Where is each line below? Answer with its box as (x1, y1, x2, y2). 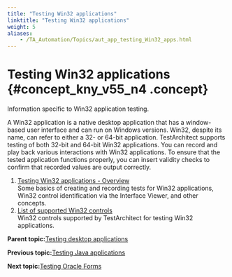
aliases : (7, 29, 33, 37)
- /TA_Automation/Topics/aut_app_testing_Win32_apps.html (20, 36, 192, 43)
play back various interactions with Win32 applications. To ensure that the (7, 148, 221, 156)
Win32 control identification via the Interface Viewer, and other (17, 191, 198, 200)
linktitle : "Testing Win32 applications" (7, 17, 130, 24)
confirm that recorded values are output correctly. (7, 163, 152, 172)
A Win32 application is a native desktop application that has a (7, 119, 184, 127)
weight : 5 (7, 23, 36, 30)
